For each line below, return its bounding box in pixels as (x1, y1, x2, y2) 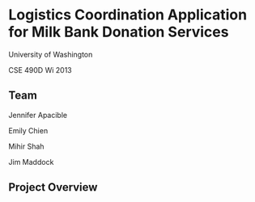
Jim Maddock (8, 157, 54, 166)
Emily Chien (8, 125, 49, 135)
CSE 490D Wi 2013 (8, 65, 72, 74)
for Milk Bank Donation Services (8, 23, 229, 41)
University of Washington (8, 49, 93, 59)
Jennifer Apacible (8, 110, 67, 120)
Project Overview (8, 180, 98, 195)
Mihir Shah (8, 141, 45, 151)
